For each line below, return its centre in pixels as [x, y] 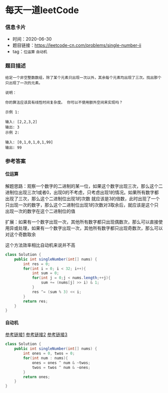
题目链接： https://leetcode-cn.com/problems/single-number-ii [77, 45]
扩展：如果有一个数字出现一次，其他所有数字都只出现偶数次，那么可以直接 [82, 222]
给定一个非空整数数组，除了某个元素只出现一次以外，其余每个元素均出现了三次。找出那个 [83, 78]
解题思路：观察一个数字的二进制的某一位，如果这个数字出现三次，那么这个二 [84, 186]
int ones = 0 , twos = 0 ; [49, 354]
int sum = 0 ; [45, 273]
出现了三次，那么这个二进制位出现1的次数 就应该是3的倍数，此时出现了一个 [82, 198]
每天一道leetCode [42, 10]
